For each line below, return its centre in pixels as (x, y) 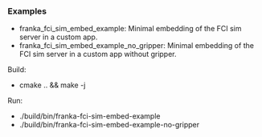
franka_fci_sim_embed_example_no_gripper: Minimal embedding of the (137, 46)
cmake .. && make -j (52, 85)
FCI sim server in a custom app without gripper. (98, 54)
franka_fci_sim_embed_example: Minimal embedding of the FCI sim (130, 29)
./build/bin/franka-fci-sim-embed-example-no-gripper (109, 125)
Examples (27, 11)
